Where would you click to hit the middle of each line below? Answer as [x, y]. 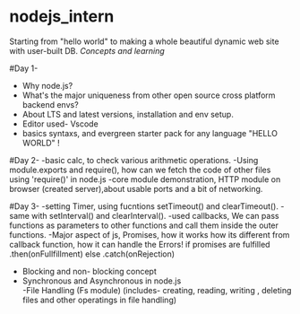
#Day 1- [24, 68]
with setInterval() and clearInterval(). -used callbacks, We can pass [155, 215]
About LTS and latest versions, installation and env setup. [128, 114]
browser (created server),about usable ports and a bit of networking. [136, 188]
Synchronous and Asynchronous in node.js [102, 281]
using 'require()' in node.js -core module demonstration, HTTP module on [145, 179]
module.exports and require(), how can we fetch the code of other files [140, 170]
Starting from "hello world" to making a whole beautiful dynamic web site [144, 41]
